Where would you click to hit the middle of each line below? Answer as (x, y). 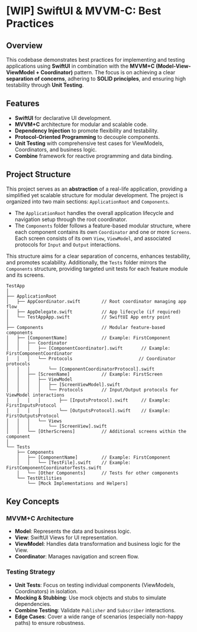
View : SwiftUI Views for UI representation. (66, 538)
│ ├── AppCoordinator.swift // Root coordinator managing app (96, 301)
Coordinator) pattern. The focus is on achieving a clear (108, 72)
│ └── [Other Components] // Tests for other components (98, 473)
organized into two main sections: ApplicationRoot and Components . (88, 201)
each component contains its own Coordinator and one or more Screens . (103, 232)
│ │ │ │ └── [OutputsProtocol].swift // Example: (88, 410)
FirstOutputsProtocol (33, 416)
